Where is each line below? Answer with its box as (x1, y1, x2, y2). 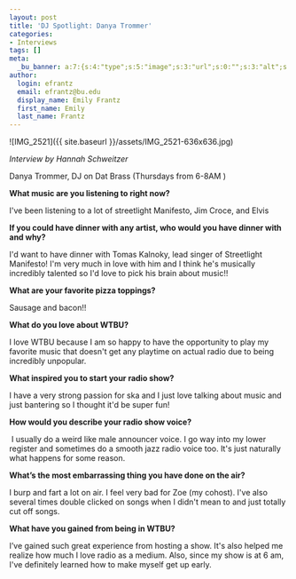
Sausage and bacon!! (9, 303, 87, 313)
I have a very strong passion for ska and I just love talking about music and (9, 390, 282, 401)
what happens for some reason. (9, 453, 126, 464)
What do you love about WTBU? (9, 320, 129, 330)
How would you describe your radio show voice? (9, 416, 192, 427)
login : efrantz (17, 79, 74, 88)
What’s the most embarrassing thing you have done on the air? (9, 470, 245, 480)
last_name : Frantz (17, 112, 86, 121)
